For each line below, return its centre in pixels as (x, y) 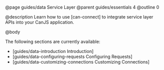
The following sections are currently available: (53, 41)
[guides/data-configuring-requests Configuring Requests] (72, 56)
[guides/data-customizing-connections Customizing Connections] (81, 62)
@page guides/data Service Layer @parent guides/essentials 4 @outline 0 (82, 7)
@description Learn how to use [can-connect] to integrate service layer (79, 17)
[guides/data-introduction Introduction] (53, 51)
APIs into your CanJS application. (40, 22)
